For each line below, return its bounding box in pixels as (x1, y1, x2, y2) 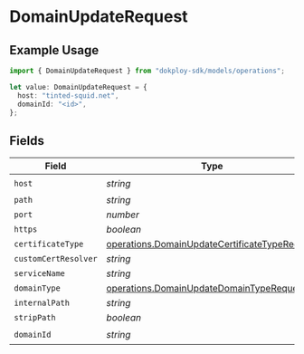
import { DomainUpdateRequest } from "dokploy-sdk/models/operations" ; (9, 66, 285, 75)
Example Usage (9, 43, 100, 58)
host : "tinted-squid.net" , (17, 91, 119, 100)
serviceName (14, 269, 66, 279)
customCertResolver (14, 254, 98, 264)
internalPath (14, 298, 71, 309)
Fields (9, 133, 45, 148)
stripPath (14, 312, 56, 323)
